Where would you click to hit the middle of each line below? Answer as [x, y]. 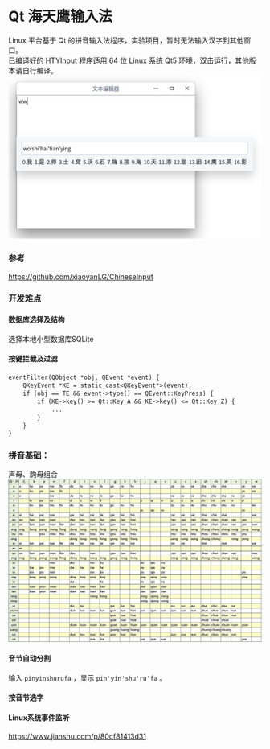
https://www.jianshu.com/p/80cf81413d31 [78, 736]
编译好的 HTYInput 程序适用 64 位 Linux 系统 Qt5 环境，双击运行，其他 [132, 60]
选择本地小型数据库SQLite [51, 339]
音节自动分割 [29, 658]
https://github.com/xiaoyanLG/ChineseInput [81, 276]
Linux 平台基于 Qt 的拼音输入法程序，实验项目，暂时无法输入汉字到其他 [126, 40]
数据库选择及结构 [37, 319]
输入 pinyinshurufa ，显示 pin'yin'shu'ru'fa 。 [88, 677]
